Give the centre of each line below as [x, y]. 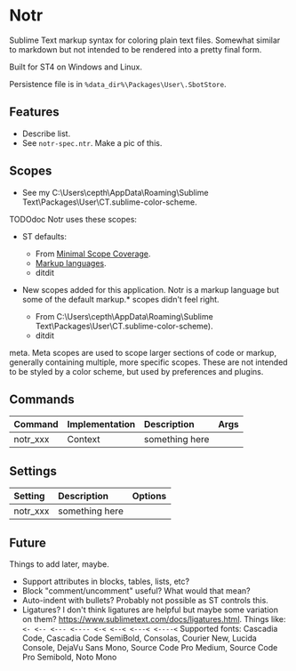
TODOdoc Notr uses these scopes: [73, 219]
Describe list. [46, 133]
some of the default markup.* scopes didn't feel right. [120, 299]
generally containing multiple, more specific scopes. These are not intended [148, 362]
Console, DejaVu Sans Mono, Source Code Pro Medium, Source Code [150, 647]
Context [84, 440]
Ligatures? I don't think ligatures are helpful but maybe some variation [150, 610]
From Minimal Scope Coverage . [93, 254]
